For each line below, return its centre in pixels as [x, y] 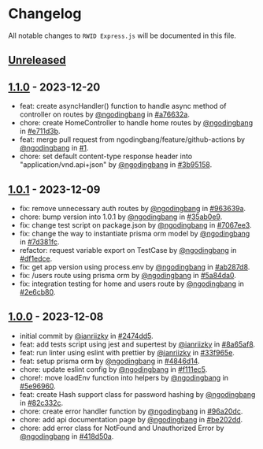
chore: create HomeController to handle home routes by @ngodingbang [136, 123]
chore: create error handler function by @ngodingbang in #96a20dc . [131, 411]
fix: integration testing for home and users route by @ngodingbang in [131, 284]
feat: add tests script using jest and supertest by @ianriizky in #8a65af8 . [137, 344]
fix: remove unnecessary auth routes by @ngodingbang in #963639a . [133, 208]
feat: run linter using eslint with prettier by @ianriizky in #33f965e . [127, 352]
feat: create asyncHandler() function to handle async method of [123, 106]
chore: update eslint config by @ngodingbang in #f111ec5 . [113, 369]
